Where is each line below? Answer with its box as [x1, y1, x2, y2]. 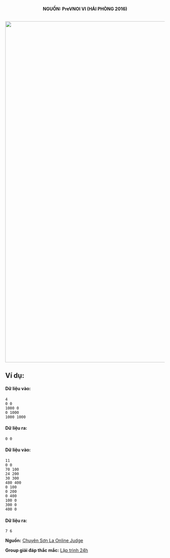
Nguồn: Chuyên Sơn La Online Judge [5, 537, 83, 544]
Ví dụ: [5, 371, 24, 380]
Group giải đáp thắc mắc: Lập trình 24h [5, 547, 89, 553]
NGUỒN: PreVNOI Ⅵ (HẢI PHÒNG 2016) [42, 6, 127, 12]
